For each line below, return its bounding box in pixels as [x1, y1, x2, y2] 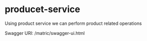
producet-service [5, 4, 80, 15]
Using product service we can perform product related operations [5, 20, 142, 26]
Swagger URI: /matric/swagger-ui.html [5, 30, 85, 36]
